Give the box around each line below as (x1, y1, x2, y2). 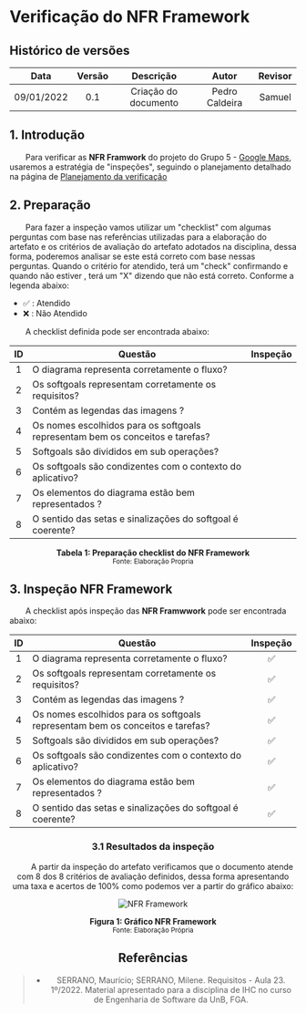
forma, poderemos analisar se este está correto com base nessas (9, 251, 256, 262)
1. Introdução (9, 128, 85, 143)
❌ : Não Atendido (22, 307, 88, 318)
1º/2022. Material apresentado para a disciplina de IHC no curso (50, 984, 291, 995)
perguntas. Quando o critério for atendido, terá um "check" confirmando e (9, 260, 289, 271)
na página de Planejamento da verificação (9, 171, 168, 181)
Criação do (130, 85, 178, 98)
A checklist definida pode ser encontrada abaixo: (25, 326, 209, 336)
